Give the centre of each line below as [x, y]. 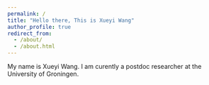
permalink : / [27, 14]
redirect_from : [30, 33]
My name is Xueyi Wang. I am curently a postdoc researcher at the [104, 66]
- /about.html [34, 46]
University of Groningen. [43, 74]
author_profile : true [39, 27]
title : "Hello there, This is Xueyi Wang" [71, 20]
